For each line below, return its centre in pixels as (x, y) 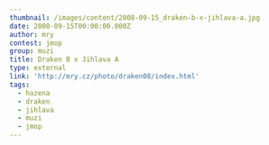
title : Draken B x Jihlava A (64, 59)
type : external (38, 68)
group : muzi (32, 51)
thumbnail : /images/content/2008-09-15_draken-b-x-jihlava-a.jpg (134, 18)
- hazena (34, 93)
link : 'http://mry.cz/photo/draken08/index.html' (105, 77)
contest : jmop (36, 43)
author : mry (32, 34)
